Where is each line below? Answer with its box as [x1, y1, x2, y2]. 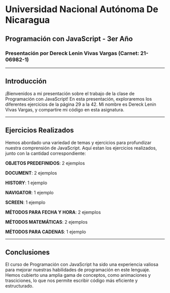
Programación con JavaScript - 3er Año [5, 34, 133, 43]
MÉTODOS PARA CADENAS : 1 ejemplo [5, 229, 87, 235]
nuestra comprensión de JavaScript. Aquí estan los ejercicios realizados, [5, 145, 157, 151]
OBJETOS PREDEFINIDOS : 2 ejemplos [5, 160, 85, 166]
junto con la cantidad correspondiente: [5, 150, 86, 156]
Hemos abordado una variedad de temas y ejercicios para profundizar [5, 139, 152, 145]
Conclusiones [5, 248, 50, 257]
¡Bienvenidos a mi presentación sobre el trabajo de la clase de [5, 90, 135, 97]
